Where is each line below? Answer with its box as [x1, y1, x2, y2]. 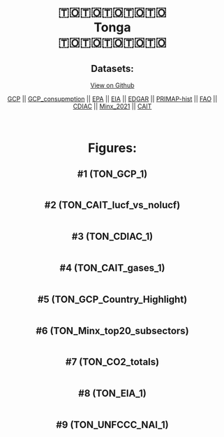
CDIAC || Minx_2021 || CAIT [73, 102, 152, 110]
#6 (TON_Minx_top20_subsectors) [36, 324, 189, 336]
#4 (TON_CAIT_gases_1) [59, 262, 165, 274]
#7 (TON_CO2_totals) [65, 356, 160, 368]
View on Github [90, 81, 135, 89]
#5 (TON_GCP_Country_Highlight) [37, 293, 188, 305]
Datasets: [91, 62, 134, 74]
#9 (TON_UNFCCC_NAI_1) [55, 419, 170, 431]
